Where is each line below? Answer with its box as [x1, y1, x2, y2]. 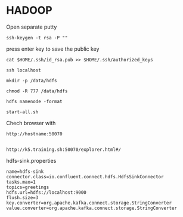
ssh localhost [6, 67, 42, 73]
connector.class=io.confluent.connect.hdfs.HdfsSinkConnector [6, 173, 164, 179]
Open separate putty [6, 23, 57, 30]
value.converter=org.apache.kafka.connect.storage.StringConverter [6, 205, 178, 211]
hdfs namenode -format [6, 98, 63, 104]
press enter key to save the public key [6, 45, 100, 52]
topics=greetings [6, 184, 49, 190]
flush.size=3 [6, 194, 39, 200]
